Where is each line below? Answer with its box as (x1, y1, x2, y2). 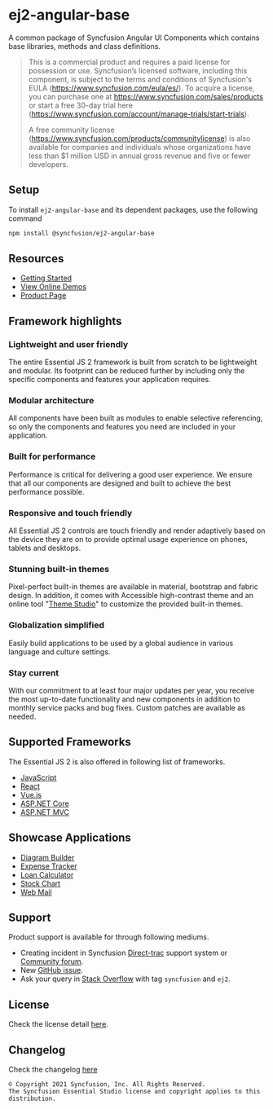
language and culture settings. (8, 646, 111, 657)
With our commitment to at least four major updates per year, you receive (8, 685, 255, 695)
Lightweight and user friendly (8, 338, 129, 350)
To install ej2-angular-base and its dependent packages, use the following (8, 205, 258, 214)
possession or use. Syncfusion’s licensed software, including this (28, 65, 248, 75)
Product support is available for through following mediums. (8, 932, 209, 942)
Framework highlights (8, 314, 122, 328)
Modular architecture (8, 395, 95, 407)
